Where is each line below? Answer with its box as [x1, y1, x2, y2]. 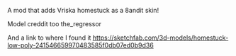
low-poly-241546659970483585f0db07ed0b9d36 [7, 41, 154, 49]
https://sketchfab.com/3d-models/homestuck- [92, 33, 229, 42]
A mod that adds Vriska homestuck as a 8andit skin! [7, 6, 159, 14]
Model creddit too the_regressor [7, 20, 101, 28]
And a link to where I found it [7, 33, 91, 42]
